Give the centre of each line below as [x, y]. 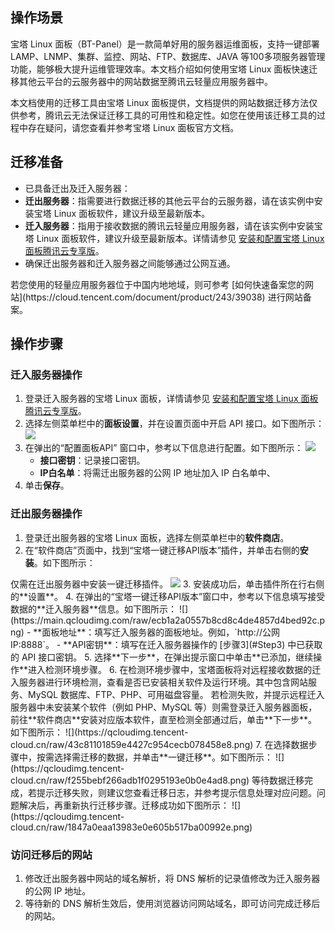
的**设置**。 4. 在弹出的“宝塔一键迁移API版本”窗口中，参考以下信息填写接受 [168, 596]
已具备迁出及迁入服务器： [77, 188]
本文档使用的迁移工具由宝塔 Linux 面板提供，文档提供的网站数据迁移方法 [160, 102]
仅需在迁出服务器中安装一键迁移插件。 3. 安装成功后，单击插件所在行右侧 [167, 584]
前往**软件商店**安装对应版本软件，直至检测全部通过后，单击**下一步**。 [164, 719]
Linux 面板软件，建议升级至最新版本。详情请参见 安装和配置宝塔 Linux [180, 238]
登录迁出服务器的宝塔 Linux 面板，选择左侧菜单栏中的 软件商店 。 [157, 537]
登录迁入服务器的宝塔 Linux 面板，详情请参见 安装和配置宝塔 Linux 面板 [171, 399]
